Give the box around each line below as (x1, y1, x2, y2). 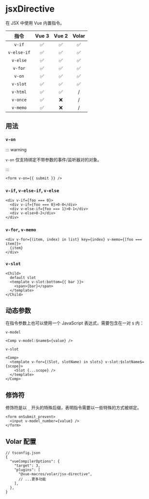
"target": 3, (14, 463, 41, 468)
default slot (10, 275, 36, 280)
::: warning (5, 146, 27, 152)
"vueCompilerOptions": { (10, 459, 60, 464)
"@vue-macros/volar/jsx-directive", (18, 471, 92, 476)
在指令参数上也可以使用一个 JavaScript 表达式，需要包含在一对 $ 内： (5, 320, 144, 326)
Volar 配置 (5, 437, 36, 446)
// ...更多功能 (18, 477, 46, 482)
